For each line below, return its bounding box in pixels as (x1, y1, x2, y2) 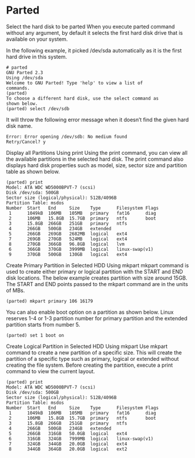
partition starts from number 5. (6, 321, 80, 328)
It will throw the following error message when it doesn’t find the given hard (6, 116, 189, 123)
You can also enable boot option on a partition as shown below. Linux (6, 308, 174, 316)
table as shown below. (6, 168, 60, 175)
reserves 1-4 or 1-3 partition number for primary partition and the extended (6, 314, 188, 321)
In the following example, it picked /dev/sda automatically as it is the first (6, 47, 182, 54)
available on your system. (6, 35, 68, 42)
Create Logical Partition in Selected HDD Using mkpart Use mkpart (6, 343, 168, 350)
